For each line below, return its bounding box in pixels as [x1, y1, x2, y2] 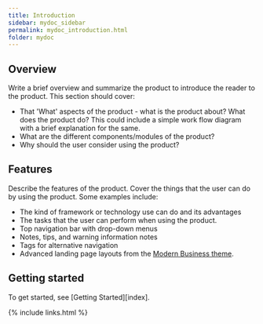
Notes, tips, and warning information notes [19, 232, 159, 242]
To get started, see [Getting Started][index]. [8, 292, 151, 302]
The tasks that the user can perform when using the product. [19, 215, 217, 224]
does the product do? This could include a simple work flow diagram [19, 115, 242, 125]
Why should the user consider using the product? [19, 140, 180, 150]
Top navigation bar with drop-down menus [19, 224, 159, 233]
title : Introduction [8, 11, 76, 20]
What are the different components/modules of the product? [19, 132, 215, 141]
